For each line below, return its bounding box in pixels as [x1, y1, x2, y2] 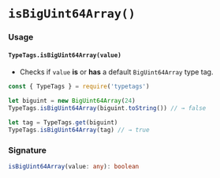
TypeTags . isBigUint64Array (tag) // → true [8, 126, 150, 134]
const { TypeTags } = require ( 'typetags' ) [8, 82, 150, 91]
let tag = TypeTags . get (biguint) [8, 118, 118, 127]
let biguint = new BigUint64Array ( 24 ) [8, 97, 136, 105]
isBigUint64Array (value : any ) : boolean [8, 162, 140, 170]
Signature [8, 145, 47, 156]
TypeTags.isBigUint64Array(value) [8, 51, 122, 59]
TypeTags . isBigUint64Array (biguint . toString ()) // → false [8, 104, 207, 112]
